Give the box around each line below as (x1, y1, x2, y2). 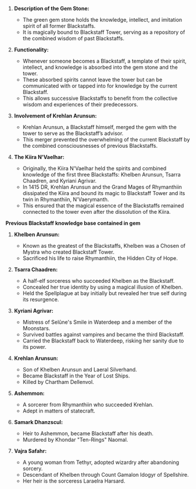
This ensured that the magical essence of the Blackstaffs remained (22, 202, 184, 209)
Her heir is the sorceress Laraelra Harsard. (22, 477, 125, 484)
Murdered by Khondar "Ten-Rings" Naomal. (22, 436, 128, 443)
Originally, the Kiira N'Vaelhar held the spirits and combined (22, 165, 167, 172)
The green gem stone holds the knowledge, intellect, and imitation (22, 16, 183, 23)
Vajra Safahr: (13, 448, 47, 455)
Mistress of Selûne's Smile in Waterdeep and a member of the (22, 318, 172, 325)
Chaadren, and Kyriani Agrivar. (22, 178, 97, 184)
